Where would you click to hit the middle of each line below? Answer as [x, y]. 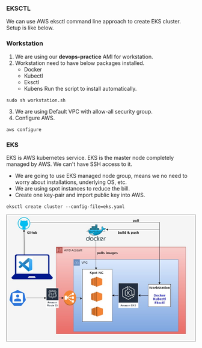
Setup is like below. [30, 28]
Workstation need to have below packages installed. [80, 63]
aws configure [24, 130]
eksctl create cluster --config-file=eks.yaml [66, 206]
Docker [33, 69]
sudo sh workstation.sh [36, 100]
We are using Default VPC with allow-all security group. [84, 111]
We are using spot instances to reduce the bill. [72, 188]
